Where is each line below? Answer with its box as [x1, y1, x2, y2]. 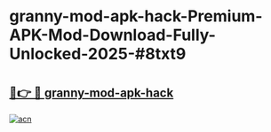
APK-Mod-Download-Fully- [9, 25, 216, 45]
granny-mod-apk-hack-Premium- [9, 6, 263, 27]
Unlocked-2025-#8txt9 [9, 44, 187, 64]
